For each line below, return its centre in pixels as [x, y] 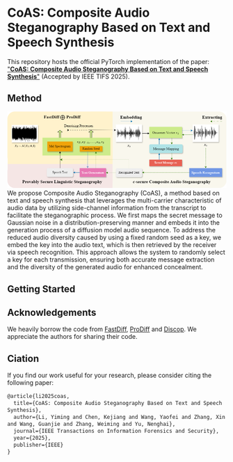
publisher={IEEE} [39, 445]
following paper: [31, 383]
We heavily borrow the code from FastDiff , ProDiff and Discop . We [102, 329]
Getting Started [41, 289]
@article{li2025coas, [39, 397]
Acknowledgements [52, 312]
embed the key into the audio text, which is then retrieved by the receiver [112, 245]
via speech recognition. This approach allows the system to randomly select [116, 253]
